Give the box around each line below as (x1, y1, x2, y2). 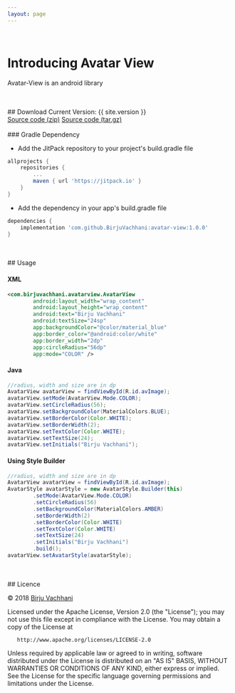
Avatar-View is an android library (7, 78, 103, 87)
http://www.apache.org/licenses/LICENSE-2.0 (16, 636, 152, 643)
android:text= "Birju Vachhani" (33, 311, 126, 318)
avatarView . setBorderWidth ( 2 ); (7, 421, 100, 428)
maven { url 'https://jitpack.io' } (33, 177, 142, 185)
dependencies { (7, 217, 53, 224)
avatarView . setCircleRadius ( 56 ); (7, 402, 107, 409)
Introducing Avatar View (7, 55, 155, 71)
